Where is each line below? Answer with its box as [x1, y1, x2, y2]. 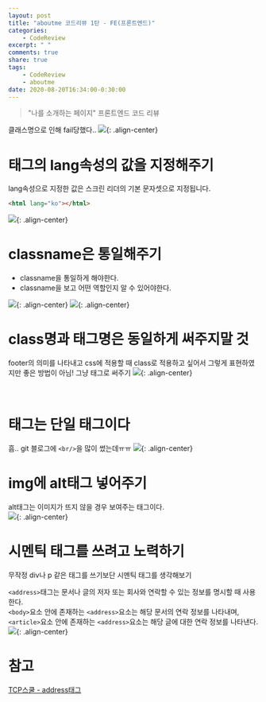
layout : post [8, 11, 52, 20]
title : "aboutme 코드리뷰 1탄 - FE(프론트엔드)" [8, 19, 156, 27]
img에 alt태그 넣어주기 [8, 475, 147, 493]
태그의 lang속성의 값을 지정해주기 [8, 156, 214, 174]
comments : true [8, 48, 59, 56]
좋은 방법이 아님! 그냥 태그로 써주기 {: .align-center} [22, 368, 193, 378]
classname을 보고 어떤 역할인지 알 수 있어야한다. [19, 283, 172, 293]
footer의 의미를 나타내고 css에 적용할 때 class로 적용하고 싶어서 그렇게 [8, 359, 228, 368]
